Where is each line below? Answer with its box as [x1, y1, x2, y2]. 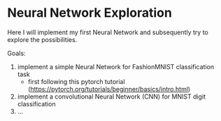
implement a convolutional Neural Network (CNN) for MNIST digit [17, 92, 206, 101]
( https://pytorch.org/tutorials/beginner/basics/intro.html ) [27, 85, 191, 93]
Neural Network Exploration [7, 5, 173, 21]
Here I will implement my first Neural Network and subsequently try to [7, 28, 208, 36]
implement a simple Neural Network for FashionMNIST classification [17, 62, 215, 71]
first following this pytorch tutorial [27, 77, 125, 85]
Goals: [7, 49, 26, 57]
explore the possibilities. [7, 35, 78, 43]
